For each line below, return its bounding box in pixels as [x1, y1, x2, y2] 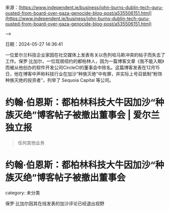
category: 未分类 [5, 189, 40, 196]
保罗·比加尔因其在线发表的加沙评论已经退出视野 [5, 200, 105, 206]
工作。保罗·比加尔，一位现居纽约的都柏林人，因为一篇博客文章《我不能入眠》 [5, 58, 164, 64]
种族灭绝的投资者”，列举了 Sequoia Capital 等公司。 [5, 77, 114, 83]
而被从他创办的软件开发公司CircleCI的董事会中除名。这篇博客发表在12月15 [5, 65, 160, 70]
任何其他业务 [17, 140, 45, 146]
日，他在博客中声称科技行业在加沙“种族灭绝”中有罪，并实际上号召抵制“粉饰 [5, 71, 162, 77]
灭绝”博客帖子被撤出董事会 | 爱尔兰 [14, 109, 160, 121]
